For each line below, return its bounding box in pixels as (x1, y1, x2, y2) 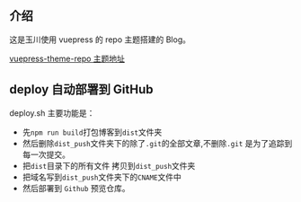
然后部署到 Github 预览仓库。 (22, 182, 130, 193)
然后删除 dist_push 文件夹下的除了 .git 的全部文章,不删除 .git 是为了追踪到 (22, 137, 293, 148)
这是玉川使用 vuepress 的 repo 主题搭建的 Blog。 (9, 34, 191, 45)
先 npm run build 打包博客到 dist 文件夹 (22, 127, 163, 137)
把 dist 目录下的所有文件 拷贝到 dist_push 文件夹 (22, 160, 196, 171)
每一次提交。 (22, 149, 70, 160)
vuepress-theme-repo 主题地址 (9, 53, 126, 64)
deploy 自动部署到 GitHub (9, 82, 154, 97)
